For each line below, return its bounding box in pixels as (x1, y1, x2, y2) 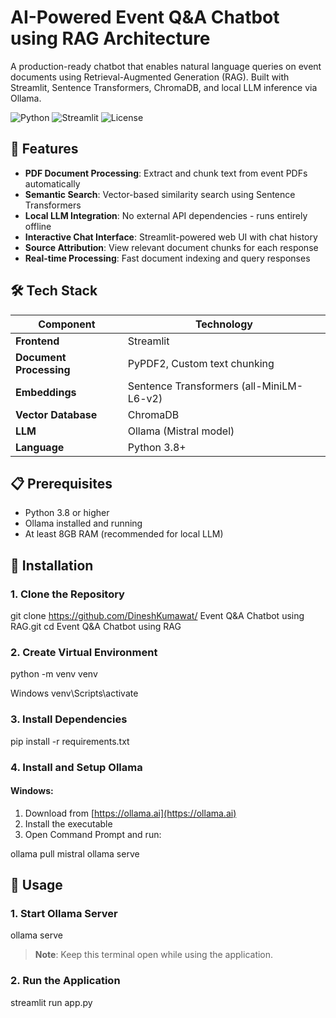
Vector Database (15, 407, 98, 421)
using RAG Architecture (10, 27, 211, 50)
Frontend (15, 334, 60, 348)
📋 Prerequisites (10, 475, 113, 492)
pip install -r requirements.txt (10, 735, 130, 747)
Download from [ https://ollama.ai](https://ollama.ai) (24, 807, 237, 819)
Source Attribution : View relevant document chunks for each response (24, 241, 319, 253)
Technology (194, 317, 253, 331)
